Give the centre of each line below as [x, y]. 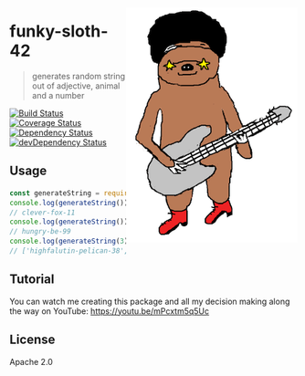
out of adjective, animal [76, 86]
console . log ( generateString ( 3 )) [71, 241]
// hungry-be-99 [40, 232]
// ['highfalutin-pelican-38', [69, 251]
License [32, 340]
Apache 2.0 [31, 361]
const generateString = [55, 193]
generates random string [79, 76]
